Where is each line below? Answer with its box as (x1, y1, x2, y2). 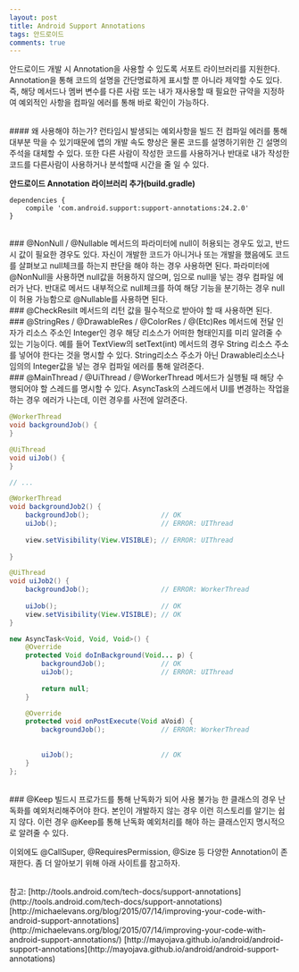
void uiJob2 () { (9, 577, 70, 586)
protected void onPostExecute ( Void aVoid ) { (25, 717, 194, 726)
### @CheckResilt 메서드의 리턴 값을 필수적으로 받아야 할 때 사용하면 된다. (9, 305, 272, 316)
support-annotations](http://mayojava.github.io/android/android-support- (9, 943, 279, 954)
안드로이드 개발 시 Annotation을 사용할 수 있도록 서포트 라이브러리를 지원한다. (9, 63, 280, 74)
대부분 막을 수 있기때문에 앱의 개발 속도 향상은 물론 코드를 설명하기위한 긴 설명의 (9, 137, 288, 148)
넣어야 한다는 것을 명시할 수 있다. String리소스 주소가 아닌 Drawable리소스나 (18, 350, 286, 360)
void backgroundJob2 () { (9, 503, 102, 511)
